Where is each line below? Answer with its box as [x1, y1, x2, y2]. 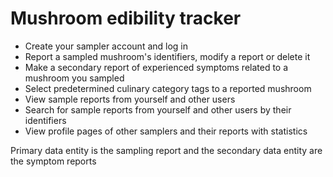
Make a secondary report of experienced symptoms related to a [24, 61, 289, 73]
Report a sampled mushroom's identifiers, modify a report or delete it [24, 50, 311, 62]
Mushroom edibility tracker [10, 7, 242, 30]
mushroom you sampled [24, 72, 125, 84]
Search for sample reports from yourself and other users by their [24, 103, 292, 116]
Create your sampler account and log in [24, 40, 189, 52]
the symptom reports [10, 155, 97, 167]
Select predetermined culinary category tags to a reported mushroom [24, 82, 312, 94]
